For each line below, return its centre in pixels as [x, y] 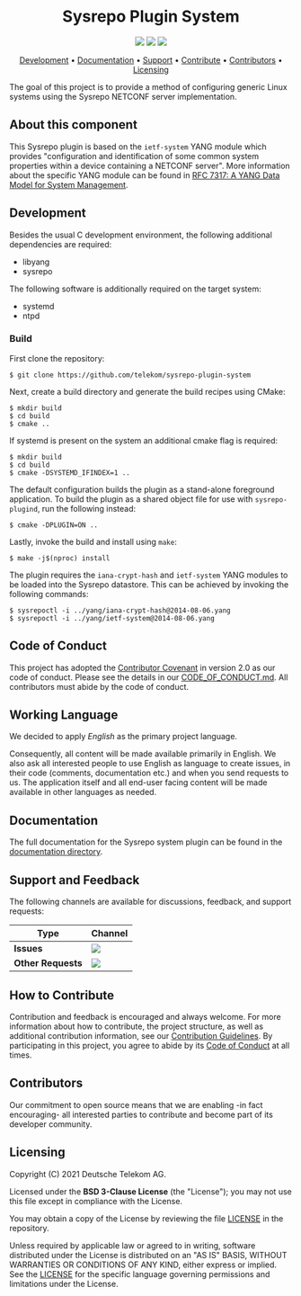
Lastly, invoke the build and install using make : [93, 541]
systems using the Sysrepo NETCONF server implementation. [123, 96]
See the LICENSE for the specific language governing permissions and [140, 1274]
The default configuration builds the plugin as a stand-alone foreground [142, 489]
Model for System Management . [69, 184]
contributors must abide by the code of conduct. [99, 686]
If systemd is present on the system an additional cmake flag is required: [144, 440]
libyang [36, 262]
